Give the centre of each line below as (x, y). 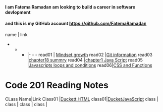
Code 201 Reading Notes (57, 85)
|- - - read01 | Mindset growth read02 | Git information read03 (90, 55)
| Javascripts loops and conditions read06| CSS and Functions (90, 65)
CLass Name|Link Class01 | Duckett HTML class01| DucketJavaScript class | (82, 99)
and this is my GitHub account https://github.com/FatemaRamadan (76, 24)
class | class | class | (26, 104)
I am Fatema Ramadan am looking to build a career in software (70, 7)
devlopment (18, 12)
